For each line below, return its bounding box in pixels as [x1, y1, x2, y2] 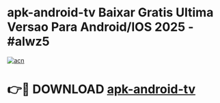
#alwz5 [7, 34, 50, 49]
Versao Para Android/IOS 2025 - [7, 19, 194, 35]
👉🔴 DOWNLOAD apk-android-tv [7, 82, 196, 97]
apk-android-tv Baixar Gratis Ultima [7, 5, 214, 20]
